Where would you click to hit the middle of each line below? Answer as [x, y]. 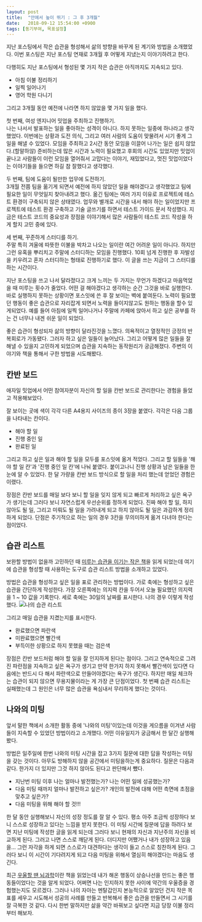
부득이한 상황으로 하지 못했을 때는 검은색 [62, 646]
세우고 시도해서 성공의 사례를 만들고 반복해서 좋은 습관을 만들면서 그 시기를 [105, 897]
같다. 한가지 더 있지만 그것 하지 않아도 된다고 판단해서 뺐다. [75, 768]
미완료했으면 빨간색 [38, 638]
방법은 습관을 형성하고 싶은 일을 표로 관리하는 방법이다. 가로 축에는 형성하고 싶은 [100, 582]
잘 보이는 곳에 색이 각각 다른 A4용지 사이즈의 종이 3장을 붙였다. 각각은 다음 [94, 411]
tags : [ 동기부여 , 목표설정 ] [36, 29]
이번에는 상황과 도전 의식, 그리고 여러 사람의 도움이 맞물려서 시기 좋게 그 [108, 136]
